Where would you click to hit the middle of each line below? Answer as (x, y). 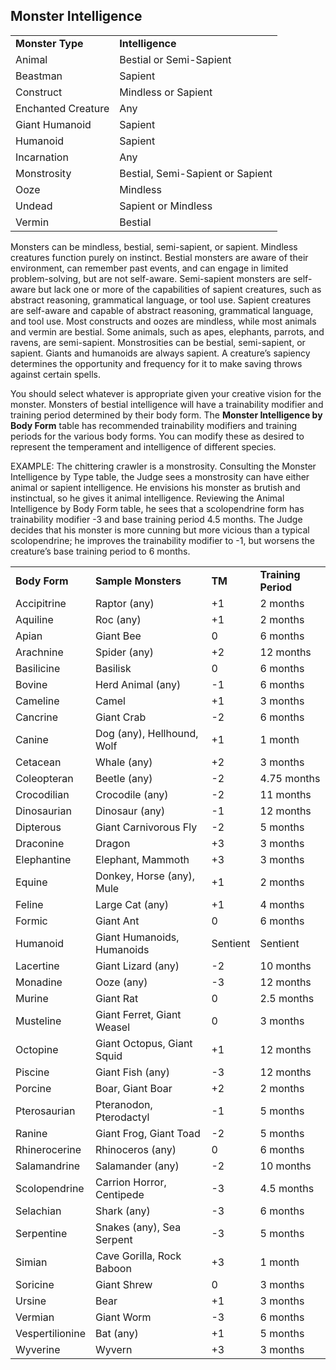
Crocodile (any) (131, 794)
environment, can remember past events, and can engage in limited (149, 268)
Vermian (35, 1317)
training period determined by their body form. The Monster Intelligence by (166, 415)
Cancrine (37, 717)
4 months (282, 904)
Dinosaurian (43, 811)
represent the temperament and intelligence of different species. (143, 446)
